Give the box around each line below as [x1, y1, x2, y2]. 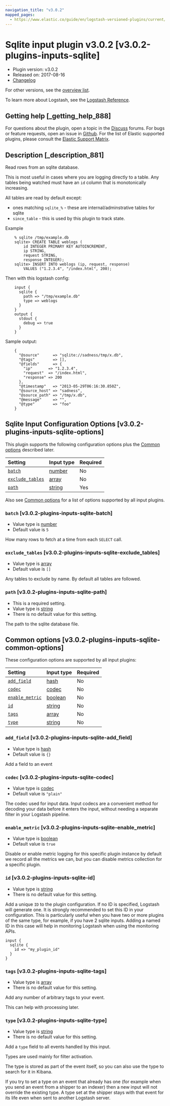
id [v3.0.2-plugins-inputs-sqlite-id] [5, 874, 95, 881]
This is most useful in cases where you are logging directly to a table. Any [5, 174, 159, 180]
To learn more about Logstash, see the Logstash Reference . [5, 97, 130, 103]
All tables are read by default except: [5, 194, 82, 201]
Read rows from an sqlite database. [5, 164, 79, 170]
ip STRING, [23, 248, 47, 253]
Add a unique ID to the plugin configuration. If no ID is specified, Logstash [5, 901, 159, 907]
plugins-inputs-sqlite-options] [5, 428, 104, 436]
